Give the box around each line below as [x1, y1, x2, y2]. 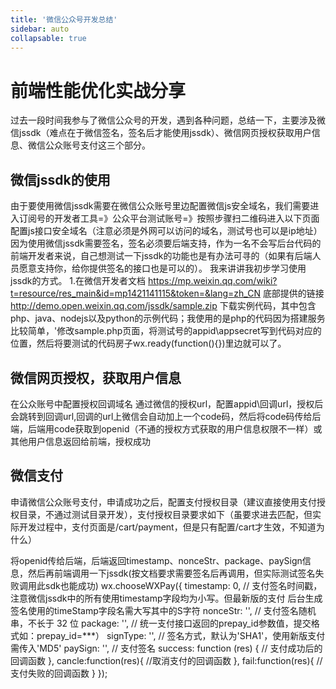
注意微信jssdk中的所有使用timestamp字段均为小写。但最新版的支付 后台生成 [10, 592, 323, 604]
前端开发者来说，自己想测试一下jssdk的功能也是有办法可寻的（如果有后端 [10, 250, 313, 262]
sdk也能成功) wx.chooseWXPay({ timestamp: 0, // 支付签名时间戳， [44, 579, 323, 591]
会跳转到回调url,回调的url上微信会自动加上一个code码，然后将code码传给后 [10, 410, 322, 422]
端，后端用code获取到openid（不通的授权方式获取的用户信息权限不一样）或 [10, 422, 323, 435]
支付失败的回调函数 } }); [10, 667, 108, 679]
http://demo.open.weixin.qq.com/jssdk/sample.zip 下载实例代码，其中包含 [10, 300, 317, 312]
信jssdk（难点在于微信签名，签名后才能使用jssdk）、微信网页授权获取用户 [10, 127, 312, 139]
